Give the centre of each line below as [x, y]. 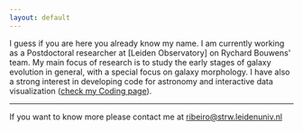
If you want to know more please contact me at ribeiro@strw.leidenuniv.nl [146, 117]
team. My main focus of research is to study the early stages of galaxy [141, 62]
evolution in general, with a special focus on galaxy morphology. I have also [150, 72]
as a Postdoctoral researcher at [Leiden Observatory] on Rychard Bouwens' [150, 52]
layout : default [40, 17]
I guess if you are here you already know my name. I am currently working [147, 43]
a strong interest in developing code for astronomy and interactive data [141, 81]
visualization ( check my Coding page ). [81, 91]
